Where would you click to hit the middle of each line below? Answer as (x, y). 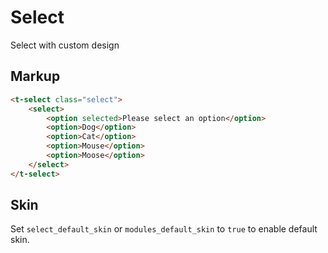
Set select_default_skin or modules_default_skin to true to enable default (164, 229)
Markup (35, 76)
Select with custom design (65, 45)
